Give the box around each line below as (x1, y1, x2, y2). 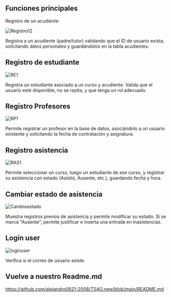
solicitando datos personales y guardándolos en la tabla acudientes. (5, 43, 149, 49)
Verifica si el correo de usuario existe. (5, 257, 86, 264)
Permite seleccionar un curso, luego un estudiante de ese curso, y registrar (5, 170, 165, 176)
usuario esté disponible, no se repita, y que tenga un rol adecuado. (5, 87, 147, 93)
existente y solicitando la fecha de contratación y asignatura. (5, 131, 135, 137)
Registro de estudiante (5, 58, 80, 67)
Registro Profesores (5, 102, 71, 111)
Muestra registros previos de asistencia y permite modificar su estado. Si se (5, 213, 166, 220)
